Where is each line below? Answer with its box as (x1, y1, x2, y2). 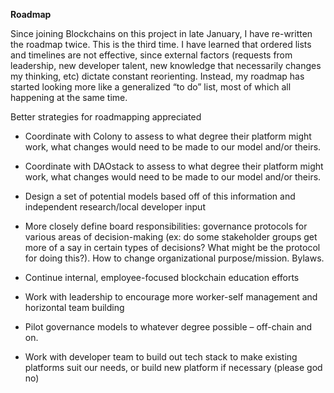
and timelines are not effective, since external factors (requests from (10, 49, 293, 61)
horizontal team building (24, 302, 125, 313)
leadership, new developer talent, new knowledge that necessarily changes (10, 60, 322, 71)
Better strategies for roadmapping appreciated (10, 111, 202, 123)
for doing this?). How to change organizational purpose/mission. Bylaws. (24, 252, 325, 264)
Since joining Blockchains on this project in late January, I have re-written (10, 28, 313, 39)
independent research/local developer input (24, 201, 206, 213)
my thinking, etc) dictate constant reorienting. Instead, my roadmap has (10, 70, 305, 82)
